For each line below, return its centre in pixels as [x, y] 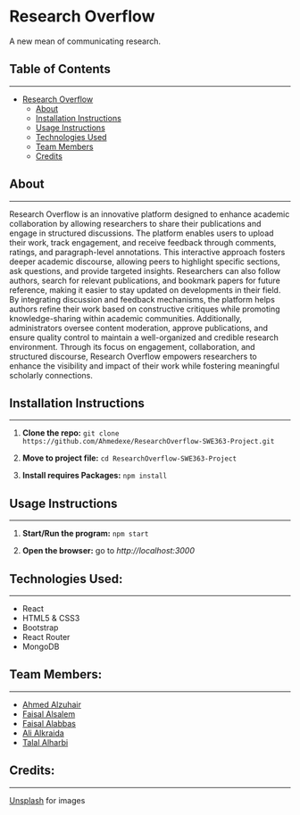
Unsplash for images [47, 800]
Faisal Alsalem [49, 714]
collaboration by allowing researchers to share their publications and [135, 223]
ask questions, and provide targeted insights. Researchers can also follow [145, 270]
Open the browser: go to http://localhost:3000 [108, 551]
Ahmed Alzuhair [52, 704]
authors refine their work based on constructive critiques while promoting [145, 309]
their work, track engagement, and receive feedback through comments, [143, 242]
